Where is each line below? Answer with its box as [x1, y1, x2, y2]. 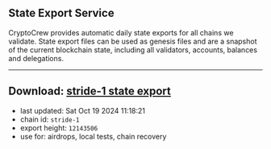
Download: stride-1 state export [8, 85, 172, 98]
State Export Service [8, 6, 115, 20]
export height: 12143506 [19, 122, 98, 132]
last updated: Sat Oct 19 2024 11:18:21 [19, 106, 145, 115]
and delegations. [8, 53, 65, 63]
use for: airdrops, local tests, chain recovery [19, 131, 167, 141]
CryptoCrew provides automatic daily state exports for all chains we [8, 27, 234, 37]
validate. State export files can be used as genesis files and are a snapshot [8, 36, 257, 46]
